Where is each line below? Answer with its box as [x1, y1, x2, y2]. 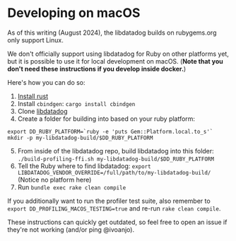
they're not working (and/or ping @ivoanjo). [7, 225, 135, 234]
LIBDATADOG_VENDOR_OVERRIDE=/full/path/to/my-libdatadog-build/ [17, 169, 211, 176]
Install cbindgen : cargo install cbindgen [17, 99, 136, 107]
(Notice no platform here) [17, 175, 92, 184]
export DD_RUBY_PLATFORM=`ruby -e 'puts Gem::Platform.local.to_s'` [7, 128, 213, 135]
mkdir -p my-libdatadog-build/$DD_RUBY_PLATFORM [7, 134, 153, 141]
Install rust [17, 92, 48, 100]
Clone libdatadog [17, 107, 69, 115]
